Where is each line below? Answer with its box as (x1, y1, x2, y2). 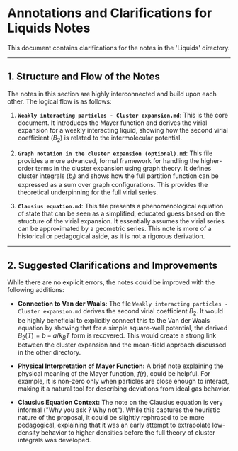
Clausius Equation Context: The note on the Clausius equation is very (17, 398, 223, 406)
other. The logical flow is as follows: (7, 97, 112, 106)
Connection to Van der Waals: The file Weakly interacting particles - (17, 299, 228, 308)
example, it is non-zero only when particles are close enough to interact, (17, 377, 229, 385)
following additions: (7, 286, 65, 294)
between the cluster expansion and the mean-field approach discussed (17, 340, 227, 349)
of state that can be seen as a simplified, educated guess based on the (17, 209, 225, 218)
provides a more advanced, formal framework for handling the (17, 156, 200, 165)
